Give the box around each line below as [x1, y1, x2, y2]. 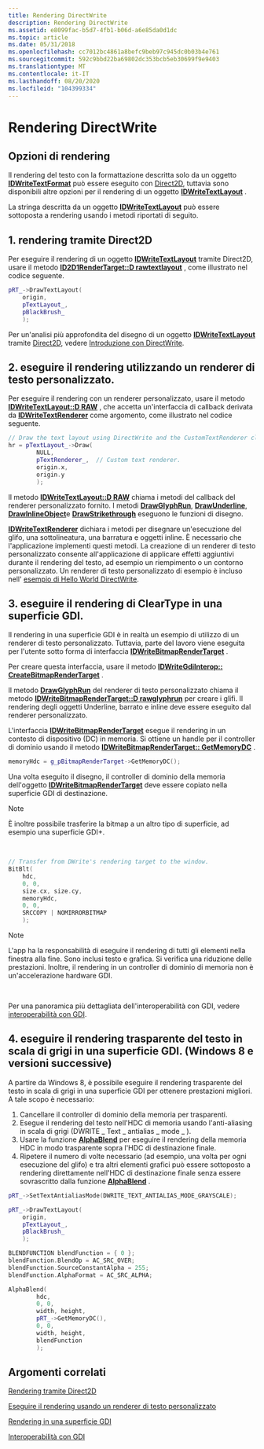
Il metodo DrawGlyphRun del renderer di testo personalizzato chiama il [8, 685, 239, 695]
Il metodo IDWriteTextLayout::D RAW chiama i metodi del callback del [8, 492, 236, 501]
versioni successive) [8, 1057, 112, 1070]
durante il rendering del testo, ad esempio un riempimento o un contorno [8, 557, 244, 567]
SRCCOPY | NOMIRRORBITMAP [22, 909, 108, 917]
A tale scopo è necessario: [8, 1094, 94, 1104]
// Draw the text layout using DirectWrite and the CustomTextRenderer [8, 434, 247, 442]
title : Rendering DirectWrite [8, 11, 108, 20]
